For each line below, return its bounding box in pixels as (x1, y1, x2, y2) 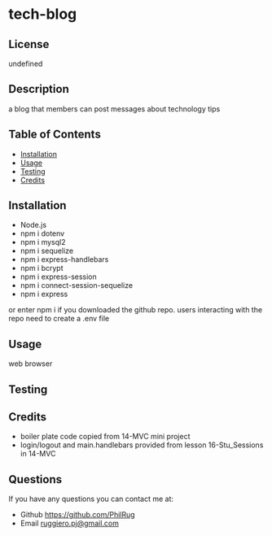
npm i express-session (20, 272, 98, 281)
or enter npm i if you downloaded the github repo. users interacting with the (8, 305, 263, 315)
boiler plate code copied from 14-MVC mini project (20, 432, 191, 442)
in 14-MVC (20, 449, 56, 459)
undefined (8, 59, 43, 68)
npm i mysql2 (20, 237, 66, 247)
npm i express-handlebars (20, 255, 109, 264)
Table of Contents (8, 128, 102, 142)
